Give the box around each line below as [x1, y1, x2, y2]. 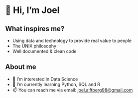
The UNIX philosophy [12, 43, 56, 49]
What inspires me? [5, 24, 65, 33]
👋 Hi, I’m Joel [5, 4, 60, 16]
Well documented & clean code [12, 48, 77, 54]
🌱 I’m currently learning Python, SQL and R [12, 81, 101, 87]
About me [5, 62, 36, 71]
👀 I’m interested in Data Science [12, 76, 78, 82]
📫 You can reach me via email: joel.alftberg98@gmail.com [12, 87, 133, 93]
